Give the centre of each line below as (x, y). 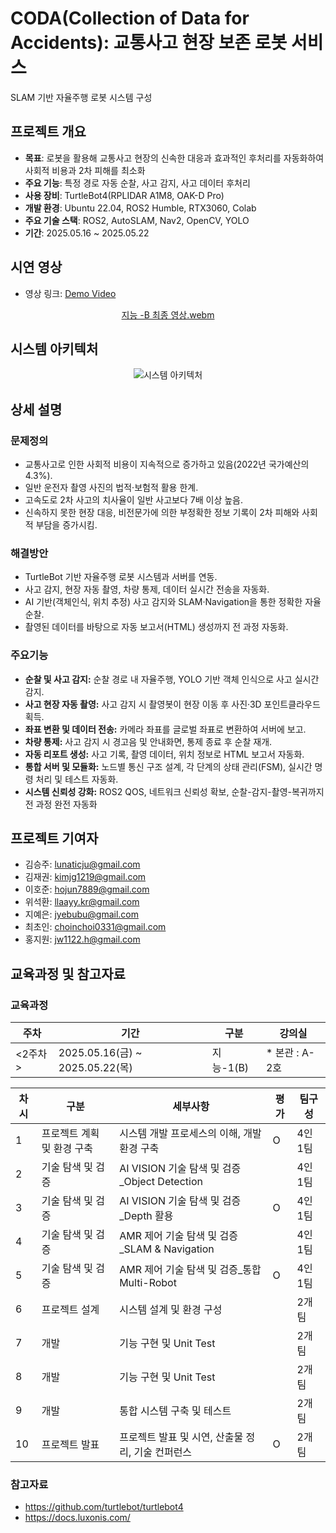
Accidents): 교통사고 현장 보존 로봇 (149, 43)
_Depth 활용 (146, 1216)
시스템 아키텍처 (54, 348)
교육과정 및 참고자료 (68, 973)
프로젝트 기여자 (54, 838)
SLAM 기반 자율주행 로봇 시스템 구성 (81, 97)
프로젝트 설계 (70, 1310)
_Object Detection (161, 1182)
